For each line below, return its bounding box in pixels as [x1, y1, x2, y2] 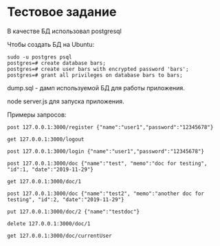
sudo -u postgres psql [7, 53, 72, 61]
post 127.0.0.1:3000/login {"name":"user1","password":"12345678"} [7, 147, 205, 155]
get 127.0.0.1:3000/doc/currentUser [7, 232, 112, 239]
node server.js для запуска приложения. [7, 97, 125, 105]
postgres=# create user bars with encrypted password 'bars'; [7, 65, 189, 72]
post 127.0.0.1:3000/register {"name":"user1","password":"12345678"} [7, 123, 214, 131]
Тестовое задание [7, 4, 117, 20]
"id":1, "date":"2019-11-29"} [7, 166, 94, 173]
